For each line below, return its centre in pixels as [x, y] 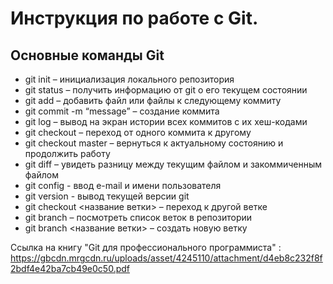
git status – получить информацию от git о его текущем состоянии [166, 90]
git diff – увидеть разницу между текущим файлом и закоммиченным [173, 164]
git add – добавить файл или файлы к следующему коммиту [153, 100]
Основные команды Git [87, 55]
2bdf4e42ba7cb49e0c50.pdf [70, 268]
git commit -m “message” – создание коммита [122, 111]
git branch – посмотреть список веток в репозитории [138, 217]
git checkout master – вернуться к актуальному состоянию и [154, 143]
